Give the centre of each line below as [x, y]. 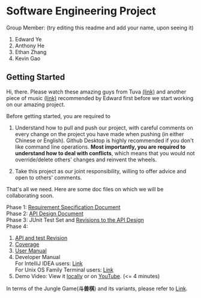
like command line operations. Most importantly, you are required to [100, 147]
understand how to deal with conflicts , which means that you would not [105, 153]
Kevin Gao [28, 58]
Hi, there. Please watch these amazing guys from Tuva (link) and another [96, 92]
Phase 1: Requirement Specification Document [64, 207]
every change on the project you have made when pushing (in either [99, 134]
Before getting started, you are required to [58, 116]
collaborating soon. [30, 195]
